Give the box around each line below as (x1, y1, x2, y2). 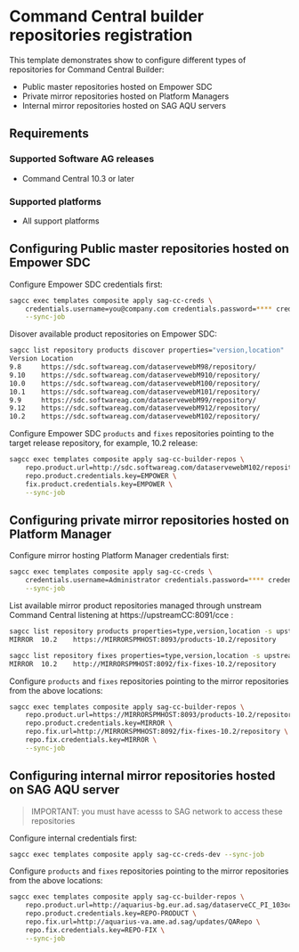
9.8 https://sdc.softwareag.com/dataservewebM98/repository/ (9, 362, 256, 371)
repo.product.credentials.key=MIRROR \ (25, 719, 174, 728)
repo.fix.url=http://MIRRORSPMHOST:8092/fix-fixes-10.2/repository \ (25, 728, 289, 736)
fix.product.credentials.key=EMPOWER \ (25, 479, 174, 489)
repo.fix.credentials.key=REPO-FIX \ (25, 925, 166, 934)
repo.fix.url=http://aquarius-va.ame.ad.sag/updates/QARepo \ (25, 917, 261, 927)
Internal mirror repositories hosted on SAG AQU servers (21, 100, 227, 110)
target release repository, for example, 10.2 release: (9, 438, 198, 449)
